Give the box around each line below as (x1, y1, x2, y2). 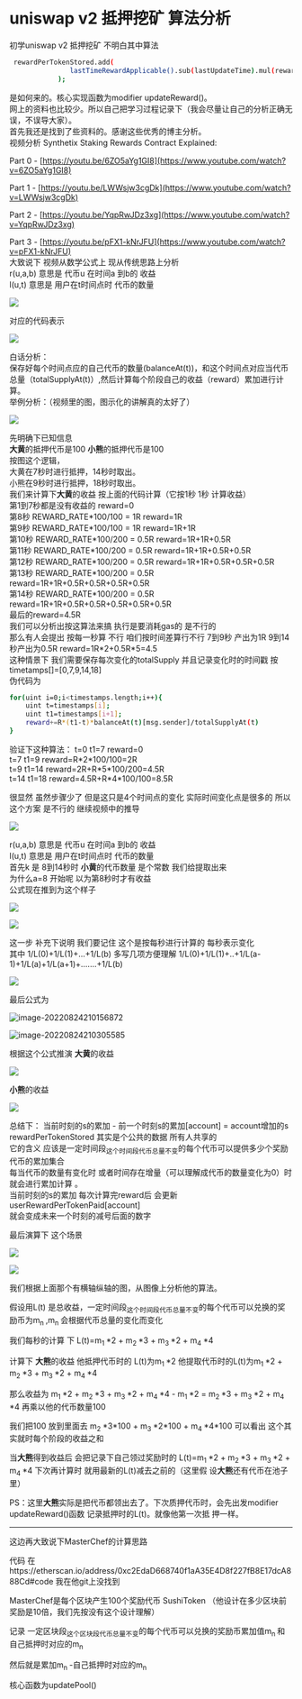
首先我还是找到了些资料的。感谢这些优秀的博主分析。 (9, 125, 207, 136)
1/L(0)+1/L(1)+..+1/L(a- (178, 948, 262, 959)
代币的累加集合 (9, 1156, 65, 1166)
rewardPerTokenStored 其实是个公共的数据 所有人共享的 (9, 1131, 218, 1142)
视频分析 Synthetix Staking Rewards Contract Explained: (9, 137, 218, 148)
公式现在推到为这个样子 (9, 884, 96, 895)
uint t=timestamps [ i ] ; (25, 701, 111, 710)
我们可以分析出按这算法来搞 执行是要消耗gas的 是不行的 (9, 620, 217, 631)
